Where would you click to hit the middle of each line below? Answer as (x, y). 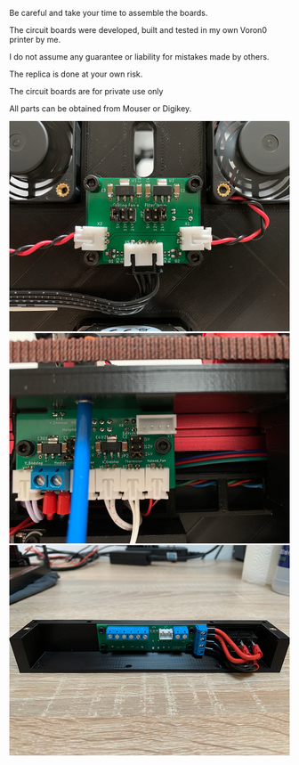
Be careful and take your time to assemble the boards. (109, 13)
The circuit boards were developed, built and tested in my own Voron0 (138, 30)
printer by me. (35, 40)
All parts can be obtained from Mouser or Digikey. (101, 109)
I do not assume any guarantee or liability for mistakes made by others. (139, 57)
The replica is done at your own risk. (76, 74)
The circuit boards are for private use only (86, 91)
